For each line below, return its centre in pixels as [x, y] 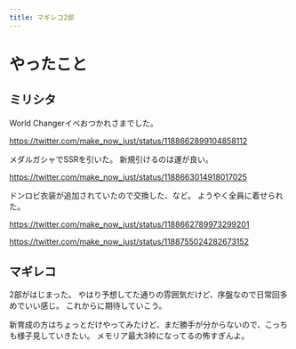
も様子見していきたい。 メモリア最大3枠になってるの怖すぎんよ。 [129, 336]
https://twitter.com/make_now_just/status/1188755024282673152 [129, 241]
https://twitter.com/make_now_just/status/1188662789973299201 [129, 224]
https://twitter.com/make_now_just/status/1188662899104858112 [128, 141]
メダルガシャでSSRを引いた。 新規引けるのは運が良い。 [111, 159]
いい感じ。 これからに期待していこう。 [96, 306]
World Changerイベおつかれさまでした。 [84, 123]
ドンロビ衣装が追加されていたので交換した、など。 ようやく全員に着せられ [146, 195]
